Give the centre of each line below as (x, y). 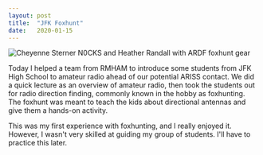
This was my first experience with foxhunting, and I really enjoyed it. (120, 126)
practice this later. (38, 143)
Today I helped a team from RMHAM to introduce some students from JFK (130, 68)
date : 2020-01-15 (41, 30)
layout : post (30, 15)
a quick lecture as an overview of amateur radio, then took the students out (131, 85)
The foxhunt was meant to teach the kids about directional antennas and (127, 102)
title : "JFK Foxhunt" (46, 23)
